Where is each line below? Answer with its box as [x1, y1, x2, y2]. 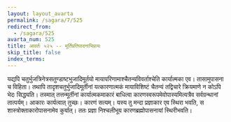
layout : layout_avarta [7, 10, 73, 17]
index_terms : [7, 56, 45, 63]
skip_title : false [7, 49, 61, 56]
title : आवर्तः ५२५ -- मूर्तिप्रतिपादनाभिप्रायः [7, 43, 101, 49]
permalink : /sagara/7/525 [7, 17, 83, 24]
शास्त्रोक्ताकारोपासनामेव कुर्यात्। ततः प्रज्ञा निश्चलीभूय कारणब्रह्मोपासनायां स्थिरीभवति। [7, 106, 192, 114]
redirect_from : [7, 23, 52, 30]
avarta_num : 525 [7, 36, 55, 43]
